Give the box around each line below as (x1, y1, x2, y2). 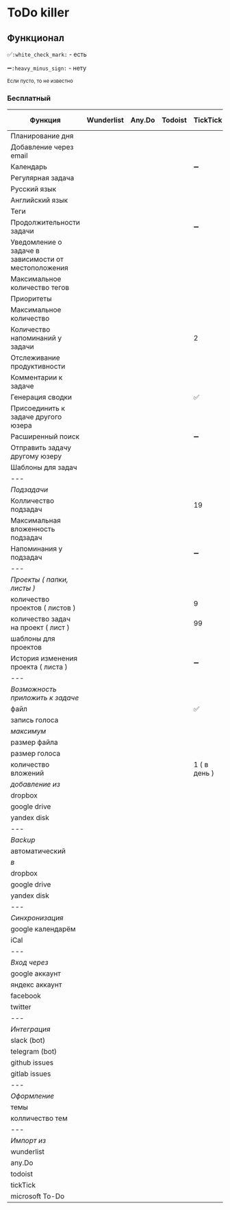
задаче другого (10, 412, 62, 422)
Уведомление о (10, 238, 62, 247)
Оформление (10, 1091, 55, 1101)
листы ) (10, 584, 36, 593)
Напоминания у (10, 544, 63, 554)
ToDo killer (7, 5, 70, 21)
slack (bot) (10, 1036, 46, 1046)
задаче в (10, 246, 40, 256)
